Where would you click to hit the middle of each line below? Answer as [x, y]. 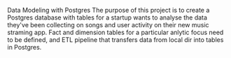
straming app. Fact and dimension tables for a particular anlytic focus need [115, 32]
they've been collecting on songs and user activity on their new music [108, 25]
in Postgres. [24, 47]
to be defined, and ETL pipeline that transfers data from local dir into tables [115, 40]
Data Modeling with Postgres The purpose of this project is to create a [108, 10]
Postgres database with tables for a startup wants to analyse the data [107, 17]
